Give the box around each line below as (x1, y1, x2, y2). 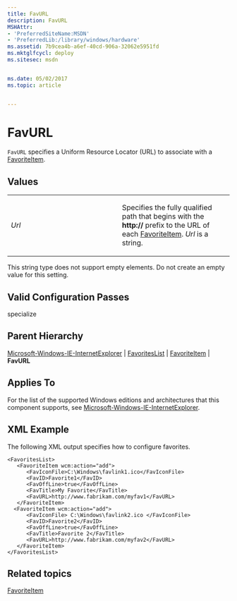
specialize (7, 310, 37, 318)
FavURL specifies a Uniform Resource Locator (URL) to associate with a (7, 147, 213, 156)
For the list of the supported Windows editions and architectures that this (7, 396, 220, 404)
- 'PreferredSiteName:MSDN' (7, 30, 90, 37)
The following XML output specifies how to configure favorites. (7, 442, 190, 451)
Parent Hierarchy (7, 330, 83, 342)
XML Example (7, 424, 69, 436)
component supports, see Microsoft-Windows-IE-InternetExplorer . (7, 403, 200, 411)
